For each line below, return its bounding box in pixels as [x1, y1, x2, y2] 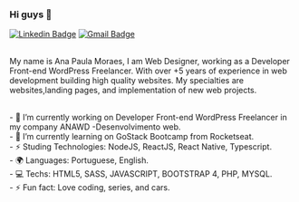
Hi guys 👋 [9, 8, 53, 21]
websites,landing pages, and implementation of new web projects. [9, 85, 257, 96]
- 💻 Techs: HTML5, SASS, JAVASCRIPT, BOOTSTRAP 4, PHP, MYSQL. [9, 168, 273, 179]
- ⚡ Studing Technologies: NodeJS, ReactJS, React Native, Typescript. [9, 141, 273, 152]
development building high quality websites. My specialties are [9, 75, 245, 86]
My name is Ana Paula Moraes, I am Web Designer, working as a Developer [9, 56, 290, 67]
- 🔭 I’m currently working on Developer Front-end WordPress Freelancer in [9, 112, 287, 123]
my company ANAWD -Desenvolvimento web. [9, 121, 181, 132]
